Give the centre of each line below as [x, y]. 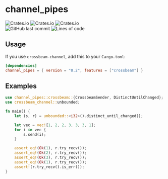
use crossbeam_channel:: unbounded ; [43, 102]
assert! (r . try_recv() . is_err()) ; [49, 167]
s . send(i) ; [35, 134]
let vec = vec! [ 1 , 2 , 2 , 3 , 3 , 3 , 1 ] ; [55, 125]
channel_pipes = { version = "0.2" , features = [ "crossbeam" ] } [74, 70]
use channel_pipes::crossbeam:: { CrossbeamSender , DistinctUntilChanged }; [85, 98]
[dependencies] [21, 66]
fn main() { [18, 112]
